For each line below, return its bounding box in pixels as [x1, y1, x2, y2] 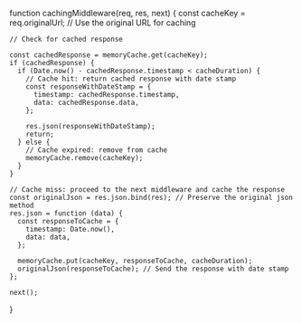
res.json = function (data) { [9, 209, 124, 218]
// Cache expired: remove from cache [25, 146, 168, 155]
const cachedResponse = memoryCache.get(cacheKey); [9, 51, 208, 60]
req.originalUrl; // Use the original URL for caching [9, 17, 196, 28]
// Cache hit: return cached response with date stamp [25, 74, 237, 83]
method [9, 201, 34, 210]
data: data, [25, 233, 71, 242]
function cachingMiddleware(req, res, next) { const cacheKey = [9, 8, 246, 18]
